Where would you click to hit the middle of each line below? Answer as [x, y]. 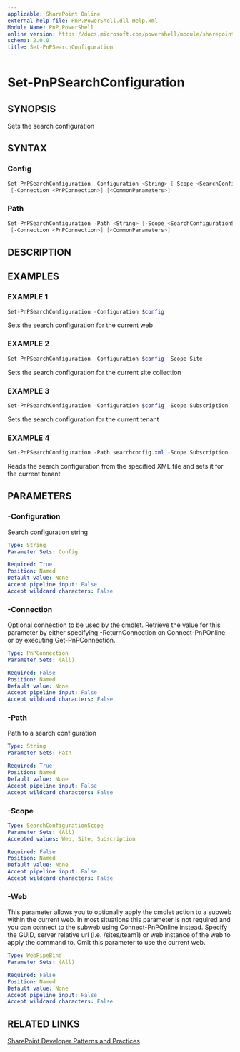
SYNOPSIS [32, 109]
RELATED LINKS [44, 1024]
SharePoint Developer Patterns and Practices [74, 1041]
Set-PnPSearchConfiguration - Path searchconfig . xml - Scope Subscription [118, 453]
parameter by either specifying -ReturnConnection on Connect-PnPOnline [116, 633]
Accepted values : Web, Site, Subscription [71, 839]
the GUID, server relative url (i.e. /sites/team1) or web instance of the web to [119, 935]
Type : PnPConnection [38, 653]
